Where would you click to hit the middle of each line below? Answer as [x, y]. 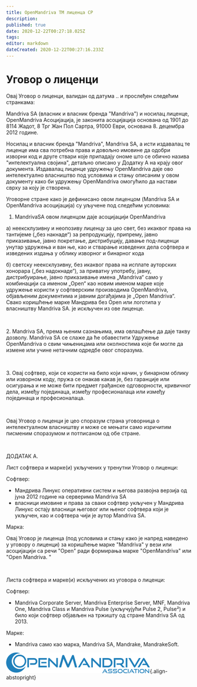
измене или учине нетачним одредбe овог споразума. [75, 350]
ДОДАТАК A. [22, 456]
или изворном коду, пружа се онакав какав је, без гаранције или [88, 379]
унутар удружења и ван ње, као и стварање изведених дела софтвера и [98, 247]
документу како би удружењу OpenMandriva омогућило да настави [91, 181]
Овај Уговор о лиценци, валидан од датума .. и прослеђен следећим [92, 96]
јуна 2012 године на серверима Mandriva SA [70, 496]
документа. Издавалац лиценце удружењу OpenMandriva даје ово [90, 169]
